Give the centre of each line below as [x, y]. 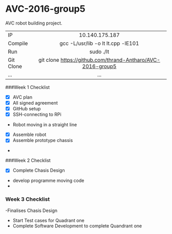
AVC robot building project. [34, 23]
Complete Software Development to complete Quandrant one [77, 226]
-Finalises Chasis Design [31, 210]
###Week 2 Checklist [28, 160]
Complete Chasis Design [39, 170]
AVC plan [22, 97]
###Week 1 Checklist [28, 87]
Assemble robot [29, 135]
